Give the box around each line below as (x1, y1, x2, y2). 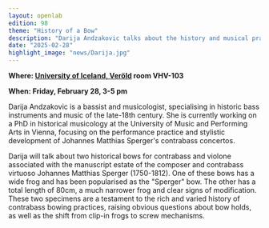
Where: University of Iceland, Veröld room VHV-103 (8, 71, 184, 80)
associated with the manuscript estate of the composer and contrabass (8, 160, 244, 169)
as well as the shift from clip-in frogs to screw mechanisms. (8, 211, 206, 220)
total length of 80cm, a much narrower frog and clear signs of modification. (8, 186, 257, 194)
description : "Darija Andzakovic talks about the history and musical (8, 34, 249, 42)
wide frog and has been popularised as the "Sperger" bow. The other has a (8, 177, 256, 186)
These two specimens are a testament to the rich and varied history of (8, 194, 240, 203)
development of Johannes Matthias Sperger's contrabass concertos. (8, 136, 235, 145)
